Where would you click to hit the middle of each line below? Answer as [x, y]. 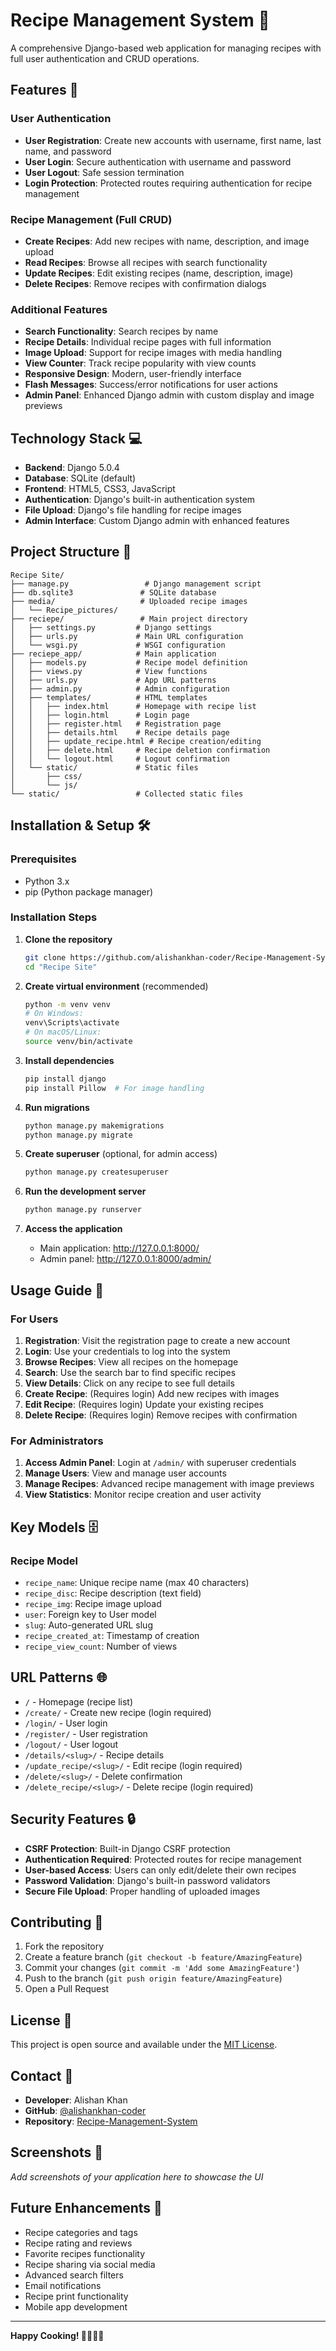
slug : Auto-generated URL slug [88, 1625]
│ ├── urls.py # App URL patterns [113, 680]
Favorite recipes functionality [85, 2253]
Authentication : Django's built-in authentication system [140, 500]
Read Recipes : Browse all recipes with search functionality [146, 262]
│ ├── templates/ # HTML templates [109, 697]
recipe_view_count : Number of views [101, 1646]
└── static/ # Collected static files [127, 794]
